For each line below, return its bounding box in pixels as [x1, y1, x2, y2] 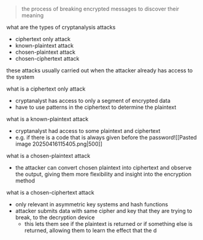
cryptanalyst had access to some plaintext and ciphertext [15, 127, 161, 134]
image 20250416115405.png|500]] [15, 140, 102, 148]
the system [6, 73, 35, 80]
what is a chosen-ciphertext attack [6, 189, 94, 196]
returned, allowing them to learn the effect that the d [24, 227, 157, 234]
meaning [21, 12, 44, 19]
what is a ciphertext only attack [6, 85, 86, 92]
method [15, 177, 36, 184]
